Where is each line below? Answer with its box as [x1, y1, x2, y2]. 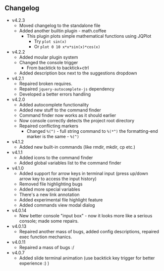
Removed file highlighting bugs [19, 181, 83, 187]
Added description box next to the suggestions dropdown [19, 70, 137, 76]
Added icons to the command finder [19, 154, 93, 161]
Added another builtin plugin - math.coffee [19, 27, 107, 34]
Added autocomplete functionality [19, 101, 89, 107]
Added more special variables [19, 186, 80, 192]
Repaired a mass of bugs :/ [19, 244, 75, 250]
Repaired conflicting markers [19, 123, 79, 129]
